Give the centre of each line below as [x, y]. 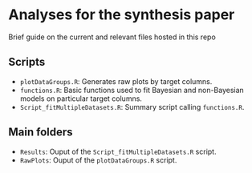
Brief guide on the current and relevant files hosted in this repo [112, 37]
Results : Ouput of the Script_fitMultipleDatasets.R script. [118, 151]
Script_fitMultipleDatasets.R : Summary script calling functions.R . [132, 107]
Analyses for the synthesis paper [122, 15]
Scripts [27, 62]
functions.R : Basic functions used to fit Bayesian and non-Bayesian [132, 90]
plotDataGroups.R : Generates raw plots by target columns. [116, 81]
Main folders [41, 133]
